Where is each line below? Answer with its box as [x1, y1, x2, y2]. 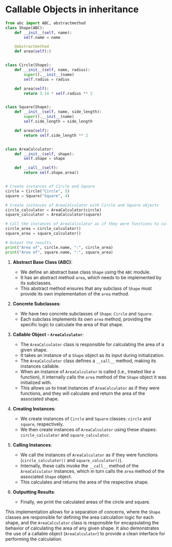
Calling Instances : [12, 441, 52, 448]
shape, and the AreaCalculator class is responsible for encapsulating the [5, 519, 159, 525]
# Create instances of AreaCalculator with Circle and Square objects [5, 202, 159, 208]
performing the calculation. [5, 536, 62, 542]
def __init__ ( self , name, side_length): [14, 109, 102, 115]
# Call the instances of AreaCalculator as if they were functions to [5, 221, 159, 226]
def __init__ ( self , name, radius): [14, 68, 91, 73]
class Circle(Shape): [5, 62, 52, 68]
